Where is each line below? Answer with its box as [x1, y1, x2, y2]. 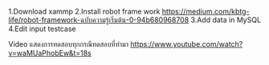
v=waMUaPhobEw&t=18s [8, 48, 92, 58]
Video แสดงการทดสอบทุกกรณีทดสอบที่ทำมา [8, 40, 129, 48]
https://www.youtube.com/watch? [130, 40, 243, 48]
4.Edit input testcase [8, 24, 76, 33]
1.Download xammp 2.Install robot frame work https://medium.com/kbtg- [8, 7, 250, 16]
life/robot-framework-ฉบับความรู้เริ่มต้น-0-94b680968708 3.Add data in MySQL [8, 15, 262, 25]
